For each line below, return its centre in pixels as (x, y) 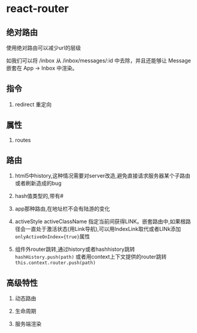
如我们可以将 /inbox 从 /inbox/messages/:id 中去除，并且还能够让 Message (99, 61)
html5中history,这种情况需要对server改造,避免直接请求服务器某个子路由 (102, 176)
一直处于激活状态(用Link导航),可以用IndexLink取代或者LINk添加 (103, 229)
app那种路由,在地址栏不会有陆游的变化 (62, 209)
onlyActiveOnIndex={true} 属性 (52, 236)
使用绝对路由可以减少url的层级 (44, 48)
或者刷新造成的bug (38, 183)
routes (23, 140)
